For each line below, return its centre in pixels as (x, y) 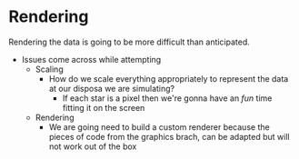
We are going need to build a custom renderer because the (159, 127)
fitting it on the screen (104, 107)
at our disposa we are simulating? (112, 88)
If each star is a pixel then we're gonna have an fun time (167, 98)
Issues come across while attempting (91, 59)
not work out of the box (93, 146)
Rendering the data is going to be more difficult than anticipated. (130, 42)
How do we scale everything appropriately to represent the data (169, 78)
